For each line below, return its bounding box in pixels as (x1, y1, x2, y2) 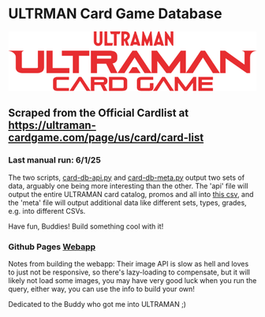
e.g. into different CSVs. (8, 206, 86, 215)
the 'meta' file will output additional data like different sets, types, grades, (8, 198, 247, 207)
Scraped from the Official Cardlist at (8, 106, 189, 120)
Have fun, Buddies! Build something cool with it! (8, 222, 164, 231)
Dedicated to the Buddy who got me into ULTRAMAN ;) (8, 300, 187, 309)
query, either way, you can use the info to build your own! (8, 285, 196, 294)
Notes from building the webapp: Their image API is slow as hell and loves (8, 259, 249, 269)
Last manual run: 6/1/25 (8, 155, 101, 166)
